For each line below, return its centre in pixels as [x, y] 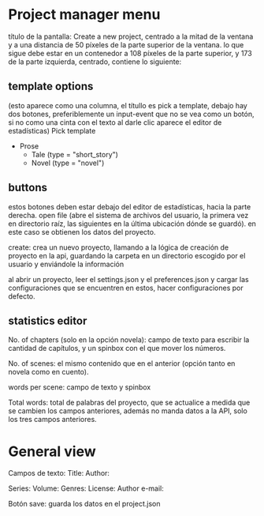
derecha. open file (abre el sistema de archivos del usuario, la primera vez [128, 215]
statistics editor [48, 320]
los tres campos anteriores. [52, 420]
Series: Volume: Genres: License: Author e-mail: [86, 488]
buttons [28, 188]
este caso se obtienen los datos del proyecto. [82, 232]
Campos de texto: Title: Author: [59, 473]
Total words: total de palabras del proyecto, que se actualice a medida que [129, 403]
